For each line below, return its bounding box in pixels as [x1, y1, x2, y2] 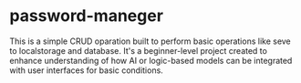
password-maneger [9, 5, 164, 26]
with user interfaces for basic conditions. [9, 65, 164, 76]
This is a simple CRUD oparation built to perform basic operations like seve [9, 36, 292, 47]
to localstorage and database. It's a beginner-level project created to [9, 45, 267, 56]
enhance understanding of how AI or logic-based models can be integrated [9, 55, 293, 66]
